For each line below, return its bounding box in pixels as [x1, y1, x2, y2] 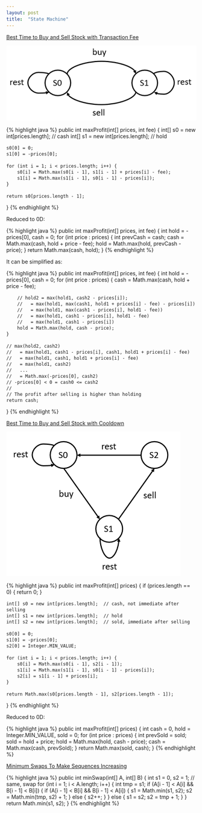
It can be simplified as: [6, 258, 63, 265]
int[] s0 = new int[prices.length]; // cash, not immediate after [6, 601, 180, 607]
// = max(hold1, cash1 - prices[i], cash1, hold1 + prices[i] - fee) [6, 350, 190, 356]
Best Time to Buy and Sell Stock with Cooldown [6, 419, 125, 427]
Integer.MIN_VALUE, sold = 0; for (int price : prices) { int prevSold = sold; [6, 732, 187, 739]
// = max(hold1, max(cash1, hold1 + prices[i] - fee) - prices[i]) [17, 301, 196, 307]
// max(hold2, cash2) [6, 344, 61, 350]
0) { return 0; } [6, 588, 42, 596]
